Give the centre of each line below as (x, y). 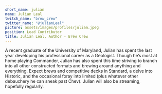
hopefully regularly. (25, 86)
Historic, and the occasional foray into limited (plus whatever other (72, 76)
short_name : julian (25, 9)
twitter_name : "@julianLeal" (35, 23)
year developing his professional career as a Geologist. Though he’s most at (81, 55)
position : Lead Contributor (34, 32)
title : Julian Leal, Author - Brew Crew (47, 37)
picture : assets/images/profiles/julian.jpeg (52, 28)
